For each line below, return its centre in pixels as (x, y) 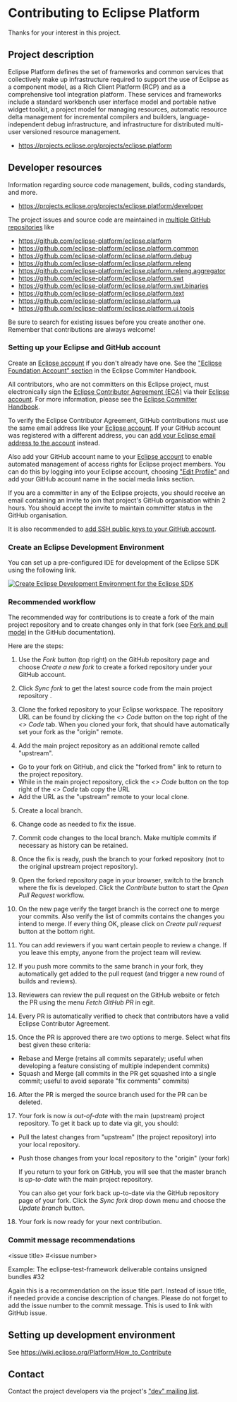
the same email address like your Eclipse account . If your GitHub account (115, 428)
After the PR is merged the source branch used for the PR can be (113, 1095)
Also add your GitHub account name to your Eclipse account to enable (110, 456)
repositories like (31, 227)
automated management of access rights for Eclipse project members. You (117, 464)
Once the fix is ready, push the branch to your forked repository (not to (121, 859)
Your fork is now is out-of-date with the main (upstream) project (111, 1116)
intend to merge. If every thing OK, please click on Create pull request (120, 924)
